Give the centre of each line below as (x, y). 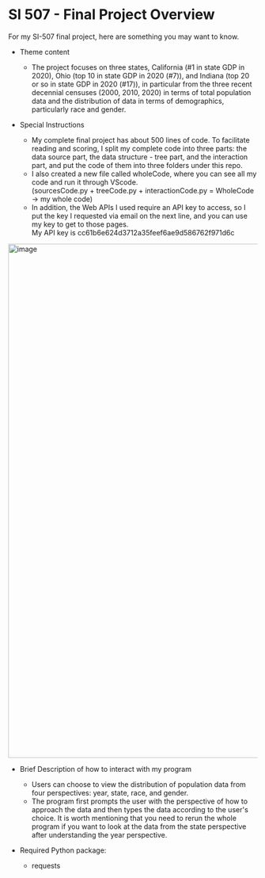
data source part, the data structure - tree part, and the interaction (140, 157)
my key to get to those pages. (80, 224)
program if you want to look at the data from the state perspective (139, 826)
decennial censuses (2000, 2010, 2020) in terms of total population (141, 92)
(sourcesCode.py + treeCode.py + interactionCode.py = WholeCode (143, 190)
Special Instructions (52, 124)
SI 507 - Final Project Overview (112, 15)
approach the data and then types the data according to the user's (140, 809)
